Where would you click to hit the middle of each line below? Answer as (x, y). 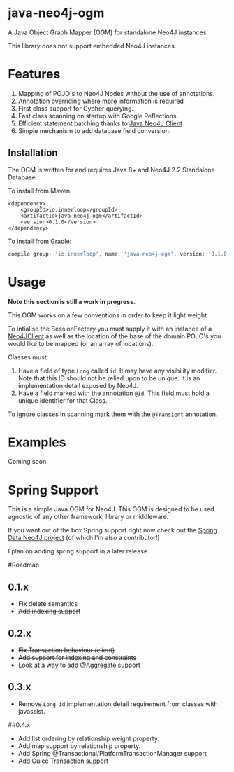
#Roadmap (24, 565)
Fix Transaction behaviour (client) (66, 650)
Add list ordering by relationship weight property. (89, 738)
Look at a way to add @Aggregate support (79, 665)
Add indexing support (49, 612)
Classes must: (28, 357)
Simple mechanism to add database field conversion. (94, 130)
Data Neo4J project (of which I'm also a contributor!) (84, 538)
